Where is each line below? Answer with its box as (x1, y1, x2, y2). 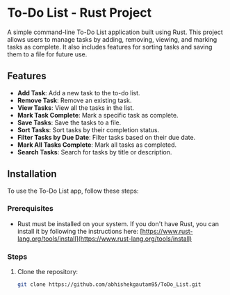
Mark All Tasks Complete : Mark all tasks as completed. (17, 141, 177, 149)
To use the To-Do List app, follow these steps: (7, 186, 139, 195)
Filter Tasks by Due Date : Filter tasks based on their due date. (17, 133, 196, 141)
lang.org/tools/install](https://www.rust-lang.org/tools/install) (17, 234, 192, 243)
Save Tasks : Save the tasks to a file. (17, 118, 122, 127)
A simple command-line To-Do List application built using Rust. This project (7, 28, 224, 36)
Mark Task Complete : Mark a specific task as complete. (17, 111, 179, 119)
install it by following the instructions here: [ (17, 227, 142, 235)
